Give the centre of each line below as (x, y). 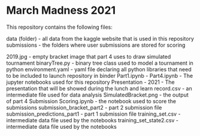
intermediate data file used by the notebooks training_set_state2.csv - (92, 120)
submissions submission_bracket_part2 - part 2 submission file (84, 107)
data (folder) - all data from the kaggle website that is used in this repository (100, 38)
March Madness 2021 (61, 10)
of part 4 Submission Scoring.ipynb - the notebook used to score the (91, 101)
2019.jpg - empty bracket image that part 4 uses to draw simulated (89, 56)
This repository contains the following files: (59, 27)
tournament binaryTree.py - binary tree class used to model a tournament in (100, 63)
